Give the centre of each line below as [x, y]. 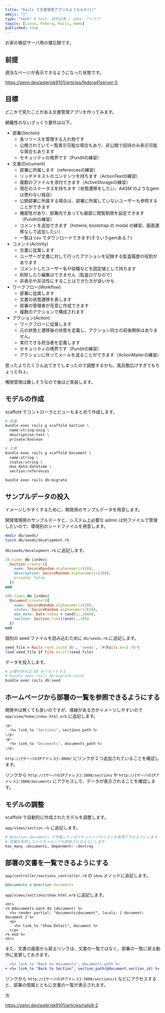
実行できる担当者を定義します [50, 342]
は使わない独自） [37, 194]
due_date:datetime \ [31, 467]
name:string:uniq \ [30, 430]
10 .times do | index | [26, 560]
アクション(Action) [31, 318]
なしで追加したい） [43, 231]
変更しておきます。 [33, 955]
